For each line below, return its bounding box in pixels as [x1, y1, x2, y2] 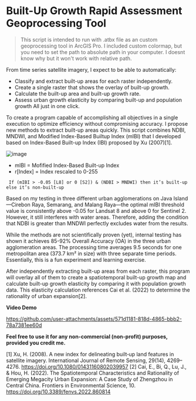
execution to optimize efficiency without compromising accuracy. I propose [6, 120, 188, 127]
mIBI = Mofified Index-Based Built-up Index [14, 162, 120, 169]
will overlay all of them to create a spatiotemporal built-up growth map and [6, 273, 187, 280]
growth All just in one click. [14, 102, 80, 109]
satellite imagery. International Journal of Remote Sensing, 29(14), [6, 357, 166, 364]
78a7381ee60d [6, 322, 42, 329]
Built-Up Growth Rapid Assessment [6, 4, 183, 18]
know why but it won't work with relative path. [20, 55, 132, 62]
